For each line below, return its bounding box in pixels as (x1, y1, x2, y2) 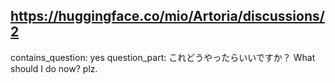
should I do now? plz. (10, 62, 98, 74)
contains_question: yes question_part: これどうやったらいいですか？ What (10, 51, 316, 63)
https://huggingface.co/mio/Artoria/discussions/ (10, 8, 325, 25)
